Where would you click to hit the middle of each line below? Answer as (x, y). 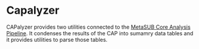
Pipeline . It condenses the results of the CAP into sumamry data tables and (100, 33)
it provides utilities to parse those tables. (57, 39)
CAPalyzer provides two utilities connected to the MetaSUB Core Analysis (99, 27)
